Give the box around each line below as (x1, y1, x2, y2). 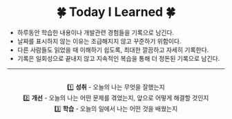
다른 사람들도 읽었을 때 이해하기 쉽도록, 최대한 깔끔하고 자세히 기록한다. (17, 46, 209, 54)
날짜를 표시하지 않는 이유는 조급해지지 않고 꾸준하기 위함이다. (17, 37, 182, 45)
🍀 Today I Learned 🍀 (56, 4, 176, 20)
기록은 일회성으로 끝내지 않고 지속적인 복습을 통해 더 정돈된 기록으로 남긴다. (17, 54, 220, 62)
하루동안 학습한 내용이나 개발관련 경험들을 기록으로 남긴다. (17, 28, 175, 37)
